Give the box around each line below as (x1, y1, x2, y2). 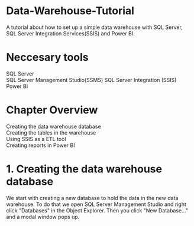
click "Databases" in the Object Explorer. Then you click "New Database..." (6, 207, 188, 214)
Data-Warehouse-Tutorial (6, 4, 135, 18)
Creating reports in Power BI (6, 142, 75, 149)
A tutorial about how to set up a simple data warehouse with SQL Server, (6, 24, 183, 31)
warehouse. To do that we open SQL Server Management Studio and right (6, 201, 186, 208)
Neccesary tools (6, 51, 89, 64)
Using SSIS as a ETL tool (6, 135, 66, 142)
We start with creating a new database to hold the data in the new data (6, 194, 179, 201)
